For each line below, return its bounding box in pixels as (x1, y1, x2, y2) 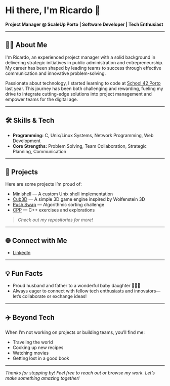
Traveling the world (12, 339, 53, 345)
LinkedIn (12, 250, 31, 256)
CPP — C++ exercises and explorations (12, 207, 95, 213)
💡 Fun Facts (5, 269, 43, 278)
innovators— (134, 288, 161, 294)
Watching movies (12, 350, 49, 356)
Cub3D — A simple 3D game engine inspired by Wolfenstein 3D (12, 196, 145, 202)
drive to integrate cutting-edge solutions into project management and (5, 91, 152, 97)
